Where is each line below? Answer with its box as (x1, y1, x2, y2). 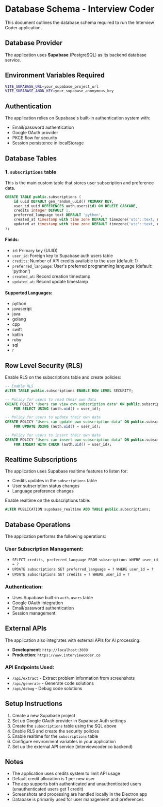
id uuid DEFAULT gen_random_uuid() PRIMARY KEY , (14, 199, 114, 204)
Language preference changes (12, 488, 74, 494)
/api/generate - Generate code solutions (12, 680, 94, 686)
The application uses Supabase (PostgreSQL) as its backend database (5, 52, 147, 58)
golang (12, 316, 26, 322)
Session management (12, 610, 56, 616)
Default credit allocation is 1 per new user (12, 776, 95, 782)
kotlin (12, 332, 23, 337)
